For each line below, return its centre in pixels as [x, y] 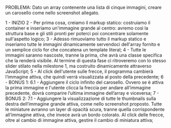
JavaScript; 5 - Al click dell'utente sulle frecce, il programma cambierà [79, 71]
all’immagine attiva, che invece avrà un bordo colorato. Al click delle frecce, [85, 115]
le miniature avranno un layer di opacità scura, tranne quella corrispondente [85, 109]
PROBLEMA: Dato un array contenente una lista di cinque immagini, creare [83, 7]
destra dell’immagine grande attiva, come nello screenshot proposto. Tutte [84, 104]
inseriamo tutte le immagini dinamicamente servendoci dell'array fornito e [83, 44]
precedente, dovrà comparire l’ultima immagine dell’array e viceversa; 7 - [82, 93]
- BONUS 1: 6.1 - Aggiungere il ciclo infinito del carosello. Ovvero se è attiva [84, 82]
